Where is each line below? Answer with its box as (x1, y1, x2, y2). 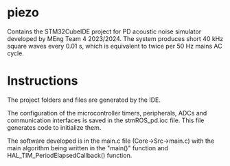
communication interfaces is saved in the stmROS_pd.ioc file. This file (7, 116, 205, 124)
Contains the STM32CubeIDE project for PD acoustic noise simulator (7, 27, 202, 36)
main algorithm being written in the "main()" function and (7, 143, 168, 152)
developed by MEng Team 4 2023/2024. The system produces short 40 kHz (7, 34, 224, 42)
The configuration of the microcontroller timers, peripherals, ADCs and (7, 109, 207, 117)
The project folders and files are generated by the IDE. (7, 96, 161, 104)
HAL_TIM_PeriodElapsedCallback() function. (7, 151, 133, 159)
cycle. (7, 49, 24, 57)
